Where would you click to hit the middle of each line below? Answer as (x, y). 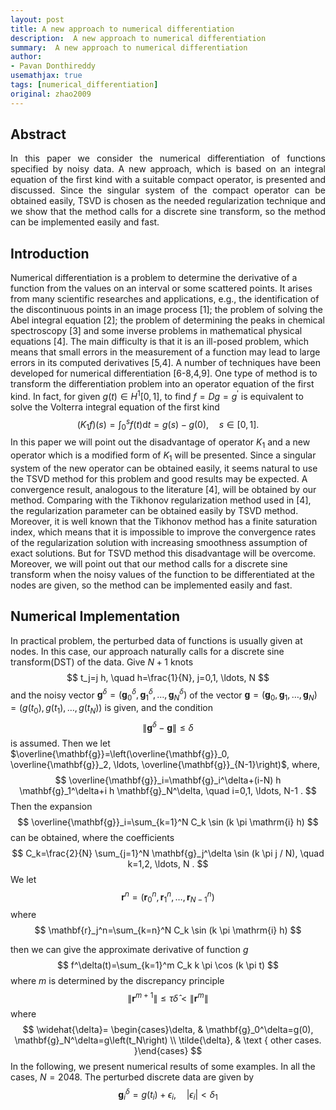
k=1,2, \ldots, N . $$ (168, 863)
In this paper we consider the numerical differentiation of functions (168, 158)
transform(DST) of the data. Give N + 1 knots (102, 662)
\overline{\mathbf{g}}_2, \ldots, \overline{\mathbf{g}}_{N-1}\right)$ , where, (165, 764)
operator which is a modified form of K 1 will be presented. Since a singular (163, 456)
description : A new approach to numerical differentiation (138, 38)
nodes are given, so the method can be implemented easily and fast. (151, 585)
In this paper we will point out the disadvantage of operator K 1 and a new (160, 443)
